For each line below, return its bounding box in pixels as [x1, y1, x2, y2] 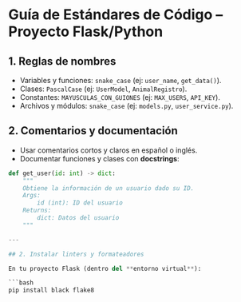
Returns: [22, 206, 52, 215]
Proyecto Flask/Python [8, 22, 164, 41]
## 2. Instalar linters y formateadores [8, 250, 145, 258]
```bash [8, 279, 34, 287]
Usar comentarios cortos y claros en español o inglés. [19, 145, 198, 155]
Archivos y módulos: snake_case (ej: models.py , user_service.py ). [19, 101, 234, 110]
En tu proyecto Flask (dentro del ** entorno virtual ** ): [8, 264, 202, 272]
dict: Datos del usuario [37, 214, 120, 222]
